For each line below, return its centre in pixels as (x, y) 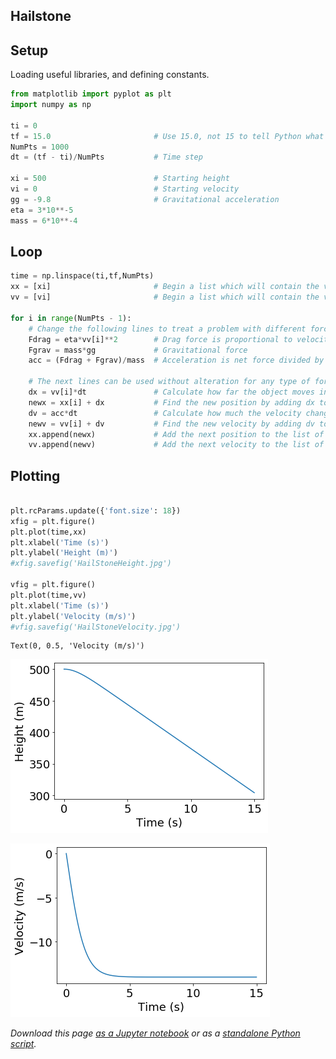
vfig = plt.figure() (53, 585)
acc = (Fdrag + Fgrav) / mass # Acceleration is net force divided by (176, 360)
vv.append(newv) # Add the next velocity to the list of (176, 445)
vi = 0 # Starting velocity (125, 189)
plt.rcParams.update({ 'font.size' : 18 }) (96, 510)
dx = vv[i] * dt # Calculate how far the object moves (171, 392)
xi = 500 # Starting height (120, 179)
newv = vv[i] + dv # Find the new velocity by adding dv (171, 424)
